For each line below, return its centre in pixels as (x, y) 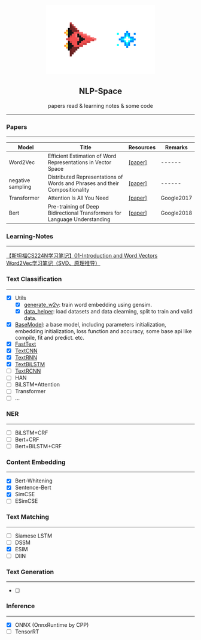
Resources (142, 147)
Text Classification (34, 279)
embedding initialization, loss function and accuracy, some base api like (103, 331)
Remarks (177, 147)
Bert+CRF (27, 439)
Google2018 (176, 213)
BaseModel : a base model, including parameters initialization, (90, 324)
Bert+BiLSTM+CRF (38, 446)
